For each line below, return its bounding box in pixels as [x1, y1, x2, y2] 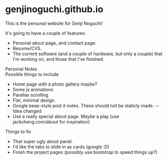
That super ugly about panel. [12, 138, 73, 144]
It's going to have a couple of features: [5, 30, 86, 36]
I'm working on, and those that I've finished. [12, 56, 105, 62]
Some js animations [12, 86, 54, 92]
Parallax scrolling [12, 92, 49, 98]
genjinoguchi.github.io [5, 4, 104, 15]
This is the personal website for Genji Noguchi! [5, 20, 103, 26]
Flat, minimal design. [12, 97, 56, 103]
